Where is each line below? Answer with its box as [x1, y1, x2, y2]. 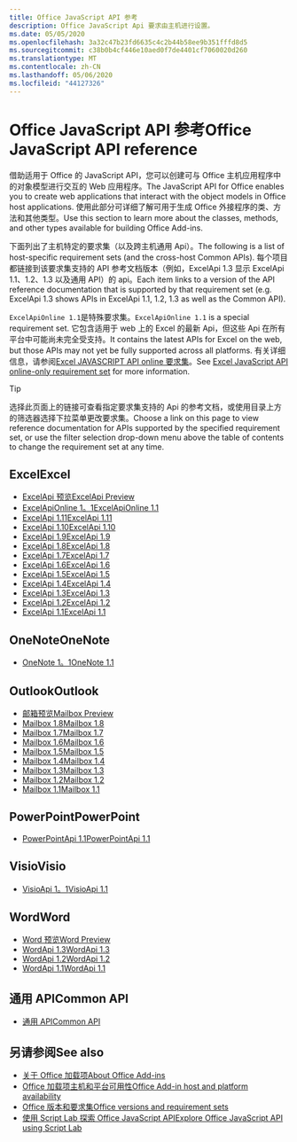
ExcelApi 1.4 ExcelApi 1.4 [21, 578, 112, 590]
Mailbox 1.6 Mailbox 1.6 [21, 737, 105, 747]
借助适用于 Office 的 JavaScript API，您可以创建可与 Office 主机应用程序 [9, 169, 274, 180]
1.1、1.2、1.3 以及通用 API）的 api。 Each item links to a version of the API [9, 274, 276, 285]
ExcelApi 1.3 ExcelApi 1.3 [21, 588, 111, 598]
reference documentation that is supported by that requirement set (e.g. [9, 284, 272, 294]
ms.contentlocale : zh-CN [9, 63, 101, 72]
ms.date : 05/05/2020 [9, 29, 86, 38]
